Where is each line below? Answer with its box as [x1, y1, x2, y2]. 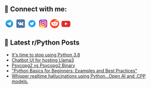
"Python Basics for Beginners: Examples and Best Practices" [11, 67, 137, 73]
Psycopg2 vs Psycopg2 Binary [11, 62, 75, 68]
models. [11, 78, 29, 84]
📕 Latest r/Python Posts [4, 38, 80, 47]
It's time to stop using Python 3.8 [11, 51, 81, 57]
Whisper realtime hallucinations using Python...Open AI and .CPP [11, 73, 146, 79]
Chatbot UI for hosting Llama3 [11, 57, 74, 63]
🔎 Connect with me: [4, 5, 67, 13]
